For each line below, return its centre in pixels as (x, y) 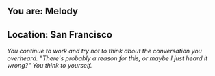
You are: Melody (43, 11)
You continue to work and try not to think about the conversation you (104, 51)
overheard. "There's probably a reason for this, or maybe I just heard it (107, 58)
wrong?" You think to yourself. (50, 66)
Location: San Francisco (60, 35)
